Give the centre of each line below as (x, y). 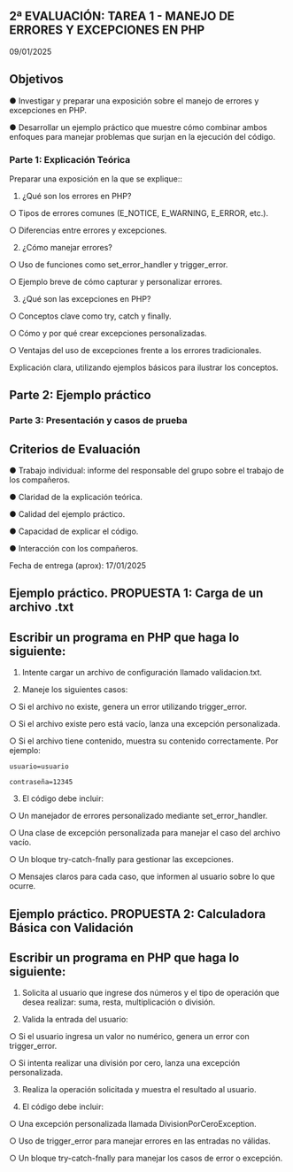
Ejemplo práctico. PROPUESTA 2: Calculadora (138, 914)
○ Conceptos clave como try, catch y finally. (90, 316)
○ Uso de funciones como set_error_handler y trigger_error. (119, 264)
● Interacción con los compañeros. (74, 549)
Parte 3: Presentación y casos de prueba (98, 420)
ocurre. (23, 886)
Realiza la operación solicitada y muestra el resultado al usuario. (139, 1090)
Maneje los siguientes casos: (75, 690)
